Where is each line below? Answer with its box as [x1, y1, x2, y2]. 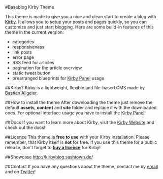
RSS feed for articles [12, 60, 54, 65]
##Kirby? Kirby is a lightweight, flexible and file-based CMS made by [5, 85, 145, 90]
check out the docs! [5, 125, 46, 130]
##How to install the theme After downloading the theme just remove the [5, 100, 153, 105]
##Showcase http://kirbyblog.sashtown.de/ [5, 154, 93, 160]
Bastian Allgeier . [5, 90, 38, 96]
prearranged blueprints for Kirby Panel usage [12, 76, 104, 81]
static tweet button [12, 70, 51, 76]
